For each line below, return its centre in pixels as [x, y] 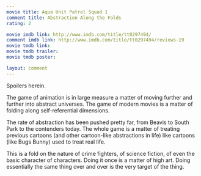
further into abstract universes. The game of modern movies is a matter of [100, 104]
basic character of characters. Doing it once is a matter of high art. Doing [98, 160]
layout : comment [27, 68]
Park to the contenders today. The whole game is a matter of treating [93, 128]
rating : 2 [19, 23]
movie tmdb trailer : [33, 52]
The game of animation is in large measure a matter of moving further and [99, 97]
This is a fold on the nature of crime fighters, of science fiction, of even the [101, 153]
